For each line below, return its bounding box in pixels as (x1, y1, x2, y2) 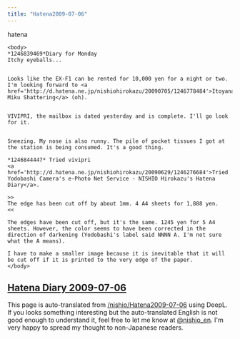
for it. (7, 118, 31, 126)
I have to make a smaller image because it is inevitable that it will (7, 250, 225, 257)
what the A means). (7, 237, 66, 245)
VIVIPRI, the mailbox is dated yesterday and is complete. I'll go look (7, 112, 229, 120)
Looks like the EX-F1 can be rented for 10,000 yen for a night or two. (7, 75, 229, 82)
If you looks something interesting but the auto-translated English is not (7, 308, 218, 317)
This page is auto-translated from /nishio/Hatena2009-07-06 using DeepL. (7, 300, 228, 309)
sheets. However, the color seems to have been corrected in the (7, 225, 206, 232)
